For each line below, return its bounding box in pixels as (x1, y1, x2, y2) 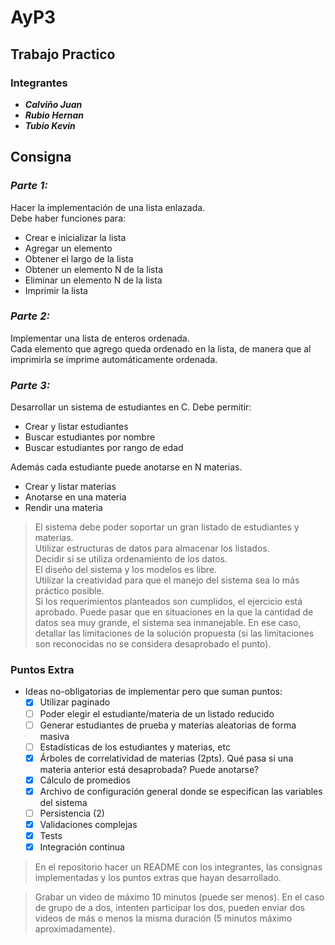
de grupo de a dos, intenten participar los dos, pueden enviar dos (34, 902, 306, 914)
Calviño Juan (24, 98, 83, 110)
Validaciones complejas (39, 818, 138, 830)
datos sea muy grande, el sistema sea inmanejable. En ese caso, (34, 617, 302, 629)
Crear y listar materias (24, 481, 117, 493)
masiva (39, 730, 70, 742)
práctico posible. (34, 585, 105, 597)
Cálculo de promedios (39, 774, 131, 786)
